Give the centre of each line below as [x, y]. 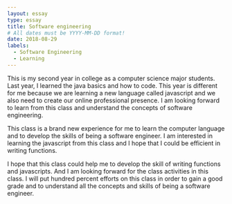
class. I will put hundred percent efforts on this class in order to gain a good [115, 178]
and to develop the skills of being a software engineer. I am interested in [110, 136]
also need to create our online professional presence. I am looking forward [114, 100]
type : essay [24, 20]
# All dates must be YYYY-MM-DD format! [66, 33]
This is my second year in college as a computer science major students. [111, 78]
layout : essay [28, 13]
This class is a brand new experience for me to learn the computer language [116, 128]
